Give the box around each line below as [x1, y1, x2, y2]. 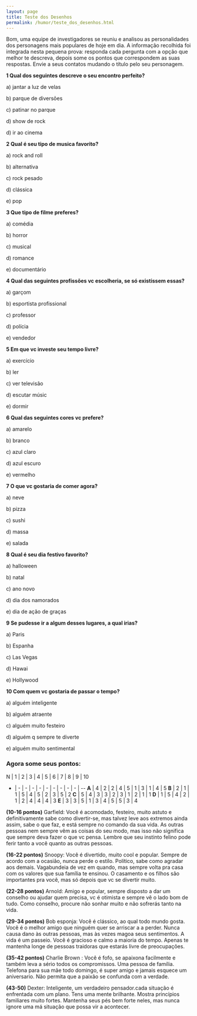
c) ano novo [6, 585, 35, 592]
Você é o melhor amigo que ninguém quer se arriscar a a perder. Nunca [6, 924, 181, 931]
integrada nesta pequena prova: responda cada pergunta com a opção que [6, 48, 188, 55]
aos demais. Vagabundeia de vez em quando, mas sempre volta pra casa [6, 864, 183, 871]
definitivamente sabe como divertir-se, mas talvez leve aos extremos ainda [6, 815, 188, 822]
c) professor [6, 311, 36, 318]
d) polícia [6, 323, 29, 330]
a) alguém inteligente [6, 699, 58, 706]
